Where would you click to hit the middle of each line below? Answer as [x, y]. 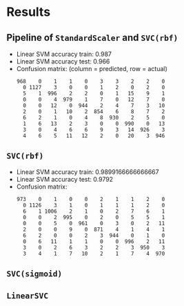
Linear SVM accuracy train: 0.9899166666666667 [88, 172]
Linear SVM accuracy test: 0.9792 [65, 179]
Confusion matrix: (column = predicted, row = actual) [92, 69]
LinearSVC [28, 296]
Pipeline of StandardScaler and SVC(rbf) [92, 38]
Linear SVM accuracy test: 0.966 [63, 61]
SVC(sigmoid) [34, 274]
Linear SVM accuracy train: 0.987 [64, 54]
